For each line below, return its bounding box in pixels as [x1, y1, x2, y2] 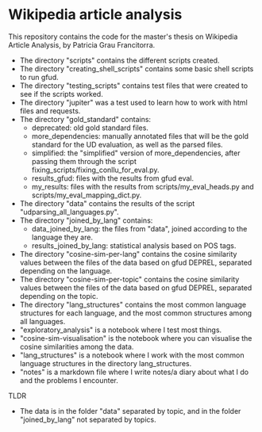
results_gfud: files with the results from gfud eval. [31, 173, 195, 183]
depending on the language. [19, 266, 113, 275]
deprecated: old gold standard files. [31, 123, 149, 132]
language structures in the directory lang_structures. [19, 358, 192, 368]
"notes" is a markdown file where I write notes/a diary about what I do [19, 367, 249, 377]
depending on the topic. [19, 291, 98, 300]
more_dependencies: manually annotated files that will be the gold [31, 131, 249, 140]
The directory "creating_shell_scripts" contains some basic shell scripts [19, 63, 254, 73]
